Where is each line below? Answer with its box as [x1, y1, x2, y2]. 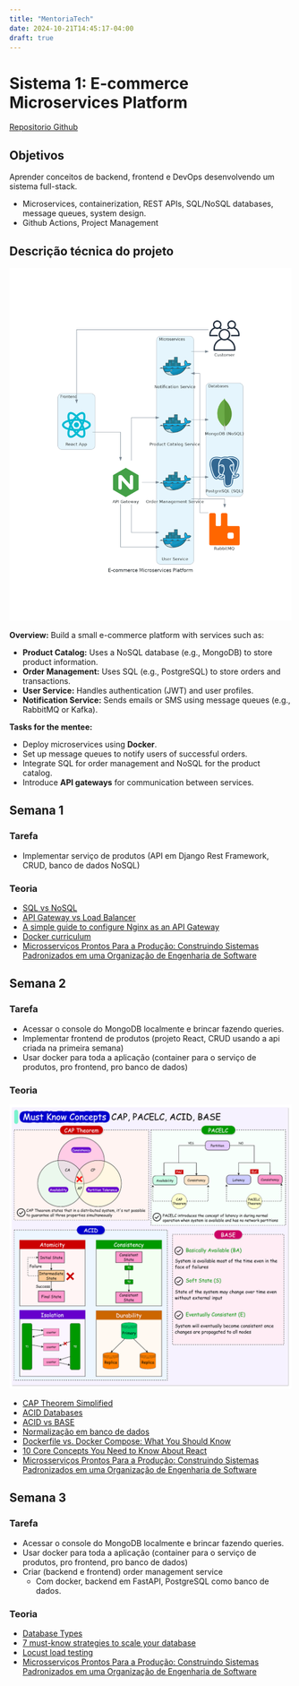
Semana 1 [9, 803, 64, 818]
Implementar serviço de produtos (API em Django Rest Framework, [21, 850, 269, 860]
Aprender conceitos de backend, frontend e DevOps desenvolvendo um [9, 171, 275, 183]
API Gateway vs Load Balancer [21, 912, 136, 923]
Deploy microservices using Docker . [21, 739, 158, 750]
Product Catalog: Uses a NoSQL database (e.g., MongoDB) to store [21, 647, 273, 658]
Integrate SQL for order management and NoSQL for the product [21, 758, 261, 769]
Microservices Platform [9, 92, 188, 112]
